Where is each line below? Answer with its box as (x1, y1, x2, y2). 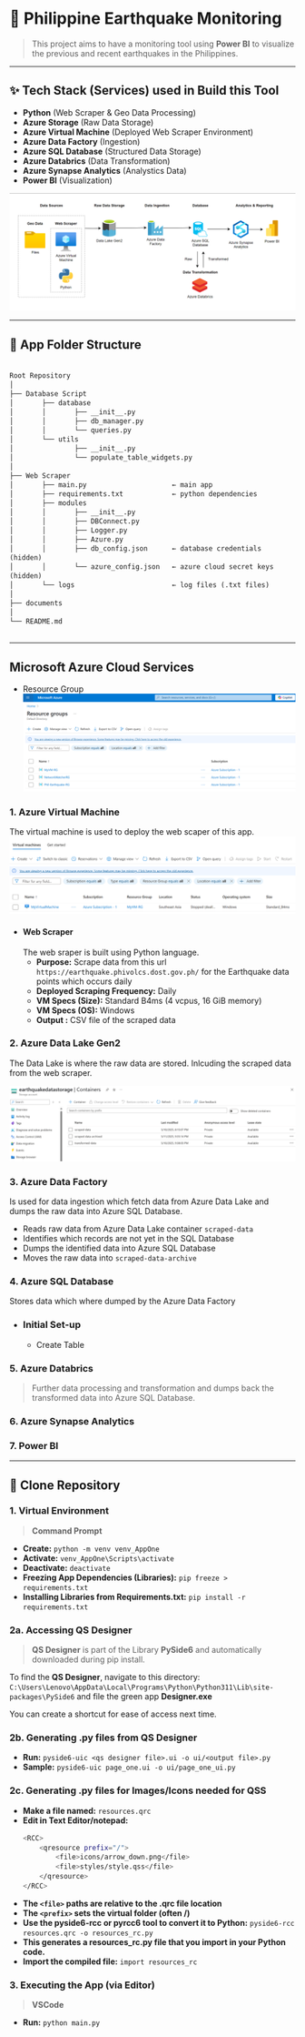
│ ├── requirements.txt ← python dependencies (9, 490, 258, 499)
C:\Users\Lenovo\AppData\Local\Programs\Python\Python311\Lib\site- (9, 1683, 274, 1692)
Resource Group (22, 684, 84, 694)
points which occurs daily (35, 976, 133, 987)
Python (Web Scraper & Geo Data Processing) (22, 106, 197, 117)
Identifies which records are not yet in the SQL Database (22, 1233, 234, 1244)
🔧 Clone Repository (9, 1477, 121, 1493)
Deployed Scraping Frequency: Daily (35, 985, 177, 996)
